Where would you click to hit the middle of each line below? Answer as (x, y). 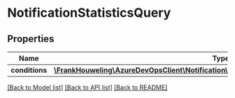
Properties (31, 39)
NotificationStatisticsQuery (89, 13)
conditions (29, 70)
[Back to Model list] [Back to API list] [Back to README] (87, 87)
